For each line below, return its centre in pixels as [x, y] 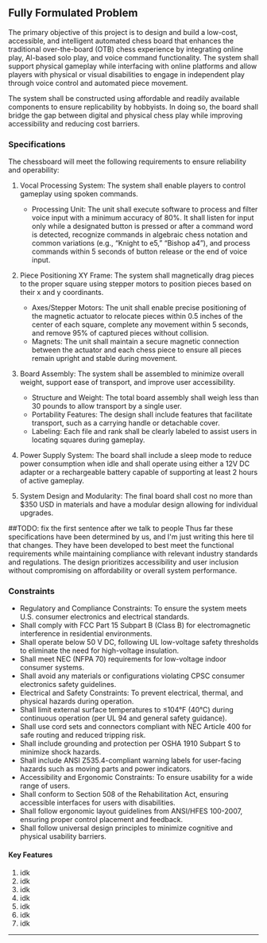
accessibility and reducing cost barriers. [74, 123]
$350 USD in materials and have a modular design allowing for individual [139, 505]
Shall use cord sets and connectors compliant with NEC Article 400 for [135, 727]
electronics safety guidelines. [68, 685]
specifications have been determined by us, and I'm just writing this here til [131, 537]
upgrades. [37, 513]
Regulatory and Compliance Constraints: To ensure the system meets [133, 608]
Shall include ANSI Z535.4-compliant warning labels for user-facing [130, 761]
